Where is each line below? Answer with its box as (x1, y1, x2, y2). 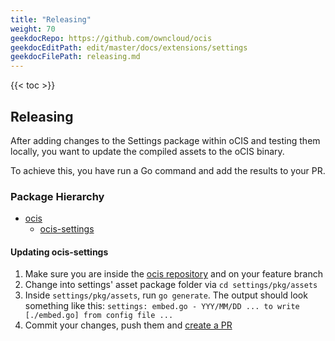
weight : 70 (10, 24, 56, 34)
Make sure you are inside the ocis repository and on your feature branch (24, 268, 323, 280)
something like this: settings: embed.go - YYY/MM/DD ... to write (24, 300, 300, 312)
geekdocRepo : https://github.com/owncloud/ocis (10, 33, 213, 43)
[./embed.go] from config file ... (24, 311, 174, 321)
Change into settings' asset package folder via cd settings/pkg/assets (24, 279, 318, 291)
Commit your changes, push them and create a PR (24, 319, 233, 331)
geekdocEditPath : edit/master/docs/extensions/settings (10, 42, 248, 53)
